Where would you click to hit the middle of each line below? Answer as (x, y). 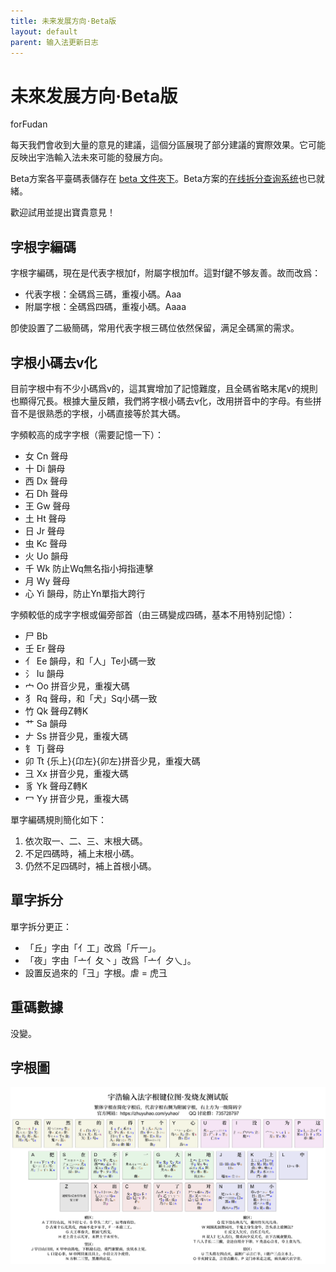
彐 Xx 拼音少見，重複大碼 (76, 773)
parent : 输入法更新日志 (54, 42)
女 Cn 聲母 (46, 456)
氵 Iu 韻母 (44, 673)
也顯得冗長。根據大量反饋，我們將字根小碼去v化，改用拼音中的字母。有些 (161, 401)
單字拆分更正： (41, 926)
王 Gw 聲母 (47, 506)
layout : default (44, 31)
